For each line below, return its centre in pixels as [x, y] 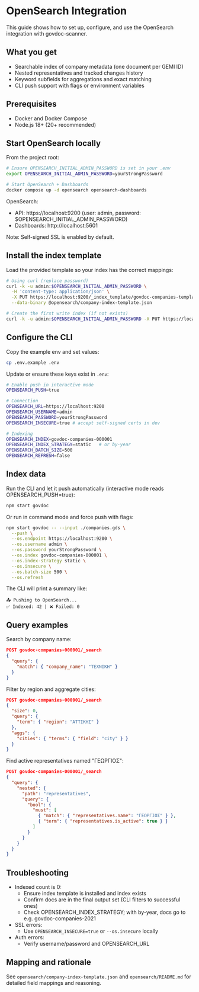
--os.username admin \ [39, 544]
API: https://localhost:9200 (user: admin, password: [78, 213]
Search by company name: [39, 639]
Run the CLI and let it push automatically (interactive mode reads [85, 488]
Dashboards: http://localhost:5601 [56, 225]
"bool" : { [39, 805]
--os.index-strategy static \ [49, 561]
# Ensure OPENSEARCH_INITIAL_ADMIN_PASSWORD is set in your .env [88, 168]
